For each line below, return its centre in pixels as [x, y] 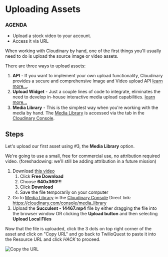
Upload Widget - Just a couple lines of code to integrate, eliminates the [86, 92]
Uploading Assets [43, 9]
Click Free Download [42, 176]
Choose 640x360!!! [41, 182]
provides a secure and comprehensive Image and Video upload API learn [87, 81]
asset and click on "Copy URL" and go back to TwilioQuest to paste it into [81, 234]
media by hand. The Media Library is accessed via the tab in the [78, 113]
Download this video [33, 171]
